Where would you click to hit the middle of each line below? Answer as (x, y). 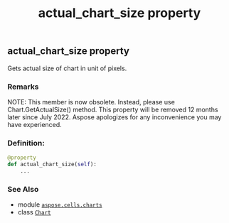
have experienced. (34, 124)
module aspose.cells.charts (60, 205)
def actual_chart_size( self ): (52, 165)
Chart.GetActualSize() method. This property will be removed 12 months (113, 109)
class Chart (34, 212)
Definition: (26, 143)
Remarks (23, 87)
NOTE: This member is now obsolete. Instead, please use (91, 102)
